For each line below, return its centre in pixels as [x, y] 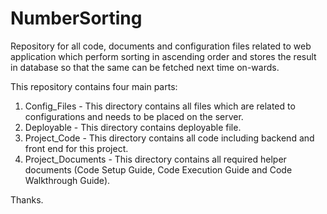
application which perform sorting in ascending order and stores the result [163, 56]
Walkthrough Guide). [67, 180]
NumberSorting [76, 18]
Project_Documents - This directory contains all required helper [155, 159]
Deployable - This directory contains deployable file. [133, 127]
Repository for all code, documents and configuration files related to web [161, 46]
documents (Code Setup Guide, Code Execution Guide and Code [158, 169]
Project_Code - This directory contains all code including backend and [169, 138]
